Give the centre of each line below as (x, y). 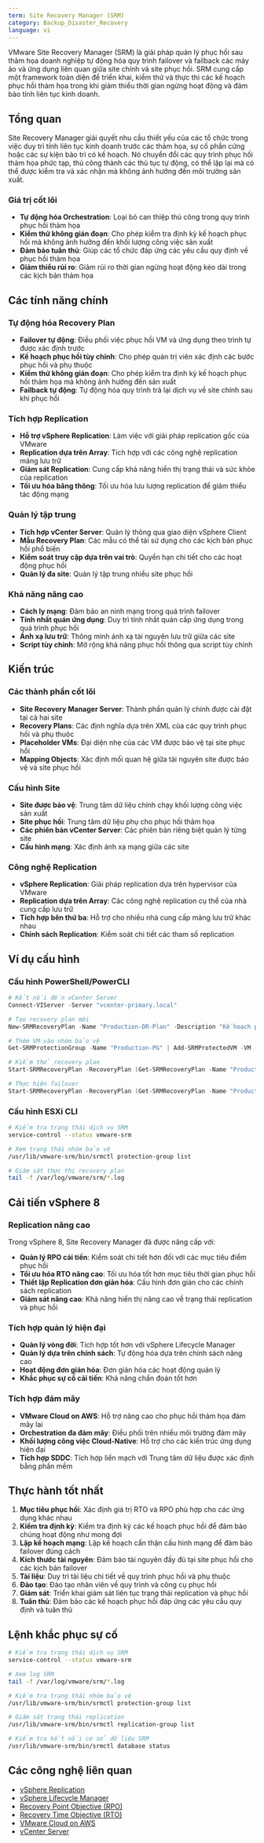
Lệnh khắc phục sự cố (63, 1634)
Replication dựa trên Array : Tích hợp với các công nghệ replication (128, 452)
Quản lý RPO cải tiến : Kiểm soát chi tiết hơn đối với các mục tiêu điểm (133, 1257)
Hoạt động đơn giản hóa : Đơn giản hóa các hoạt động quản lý (120, 1370)
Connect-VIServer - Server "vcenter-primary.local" (93, 1005)
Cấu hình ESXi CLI (43, 1111)
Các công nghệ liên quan (70, 1771)
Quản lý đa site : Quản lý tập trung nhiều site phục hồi (106, 573)
